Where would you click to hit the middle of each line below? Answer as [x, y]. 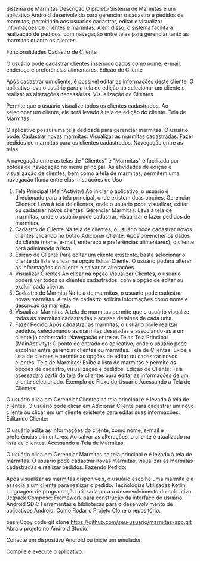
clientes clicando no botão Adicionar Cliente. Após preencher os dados [102, 236]
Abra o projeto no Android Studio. [47, 528]
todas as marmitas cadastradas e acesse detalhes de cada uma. [94, 318]
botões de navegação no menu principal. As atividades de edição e [89, 167]
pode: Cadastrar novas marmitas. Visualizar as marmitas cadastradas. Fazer [100, 136]
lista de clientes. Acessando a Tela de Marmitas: [66, 443]
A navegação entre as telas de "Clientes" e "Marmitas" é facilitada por [93, 160]
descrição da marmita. [42, 305]
